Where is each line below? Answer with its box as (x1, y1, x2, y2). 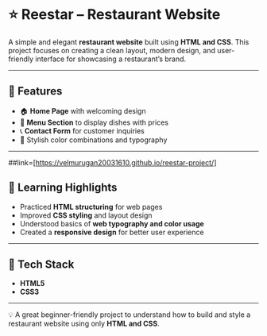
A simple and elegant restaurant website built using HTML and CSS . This (8, 37, 250, 47)
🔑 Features (8, 84, 63, 98)
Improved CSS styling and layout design (19, 210, 153, 220)
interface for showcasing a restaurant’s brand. (35, 54, 187, 64)
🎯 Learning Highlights (8, 181, 118, 195)
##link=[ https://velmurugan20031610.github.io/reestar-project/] (8, 157, 217, 167)
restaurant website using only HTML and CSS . (8, 319, 161, 329)
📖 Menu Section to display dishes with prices (19, 118, 169, 127)
